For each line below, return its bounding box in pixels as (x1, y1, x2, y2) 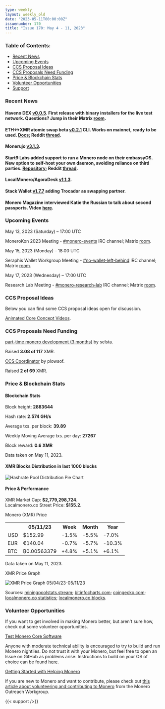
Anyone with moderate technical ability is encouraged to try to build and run (5, 643, 161, 649)
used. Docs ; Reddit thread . (5, 132, 61, 138)
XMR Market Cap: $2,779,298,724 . (5, 497, 78, 503)
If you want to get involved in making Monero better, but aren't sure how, (5, 618, 154, 624)
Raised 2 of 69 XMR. (5, 368, 48, 374)
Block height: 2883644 (5, 404, 53, 409)
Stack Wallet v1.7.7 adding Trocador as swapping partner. (5, 188, 126, 194)
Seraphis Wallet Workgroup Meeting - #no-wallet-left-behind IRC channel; (5, 257, 157, 263)
